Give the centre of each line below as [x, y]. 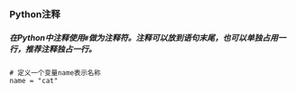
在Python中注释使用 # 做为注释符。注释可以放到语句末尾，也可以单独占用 [144, 37]
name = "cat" [34, 80]
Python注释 [35, 14]
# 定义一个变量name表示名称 [55, 73]
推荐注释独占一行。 [60, 49]
